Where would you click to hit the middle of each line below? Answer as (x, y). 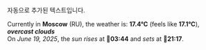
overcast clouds (31, 31)
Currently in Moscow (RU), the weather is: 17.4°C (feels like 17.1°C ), (103, 24)
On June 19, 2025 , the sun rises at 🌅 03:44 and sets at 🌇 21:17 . (95, 39)
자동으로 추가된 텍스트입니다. (46, 10)
